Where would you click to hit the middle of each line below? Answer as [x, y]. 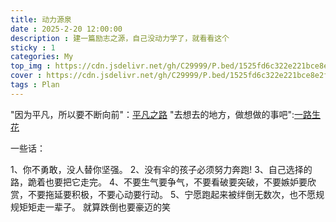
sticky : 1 [33, 47]
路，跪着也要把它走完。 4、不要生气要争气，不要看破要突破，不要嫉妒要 [159, 182]
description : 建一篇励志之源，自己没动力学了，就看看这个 [120, 38]
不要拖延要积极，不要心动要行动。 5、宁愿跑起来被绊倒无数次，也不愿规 [176, 194]
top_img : [31, 66]
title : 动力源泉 [41, 19]
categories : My [42, 57]
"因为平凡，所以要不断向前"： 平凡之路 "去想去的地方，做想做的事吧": [152, 114]
